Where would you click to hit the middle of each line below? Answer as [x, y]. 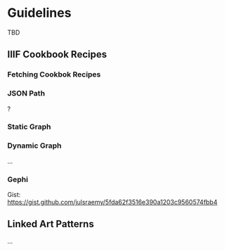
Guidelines [39, 13]
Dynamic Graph [34, 146]
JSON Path [26, 94]
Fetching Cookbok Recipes [54, 75]
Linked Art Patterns [51, 224]
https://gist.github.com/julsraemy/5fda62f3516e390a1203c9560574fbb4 [112, 202]
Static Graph [29, 127]
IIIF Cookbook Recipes [57, 54]
